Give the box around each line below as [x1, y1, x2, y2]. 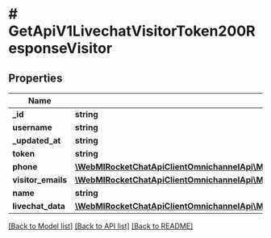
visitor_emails [12, 174, 67, 186]
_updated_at [12, 135, 61, 146]
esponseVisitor [8, 40, 113, 57]
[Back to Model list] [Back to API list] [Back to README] [8, 221, 194, 231]
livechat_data [12, 201, 66, 211]
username [12, 122, 52, 133]
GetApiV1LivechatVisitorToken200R [8, 22, 256, 40]
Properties [8, 71, 63, 85]
